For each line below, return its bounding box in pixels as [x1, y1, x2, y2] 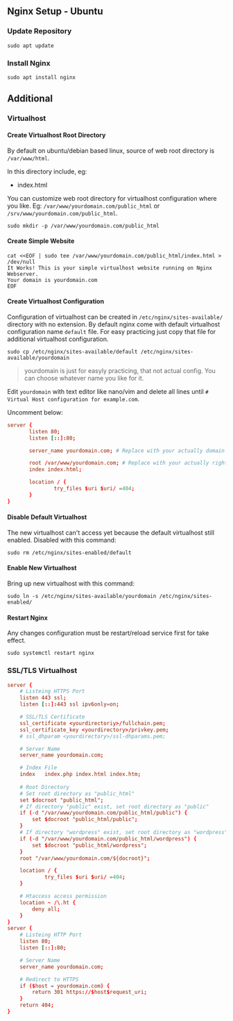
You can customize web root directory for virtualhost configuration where [7, 194, 217, 202]
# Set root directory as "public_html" [19, 790, 135, 797]
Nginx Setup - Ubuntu [7, 6, 103, 17]
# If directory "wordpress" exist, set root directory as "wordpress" [19, 829, 228, 836]
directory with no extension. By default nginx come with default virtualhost [7, 319, 221, 329]
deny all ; [32, 906, 60, 913]
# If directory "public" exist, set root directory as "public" [19, 803, 209, 810]
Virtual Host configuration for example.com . [7, 395, 140, 403]
